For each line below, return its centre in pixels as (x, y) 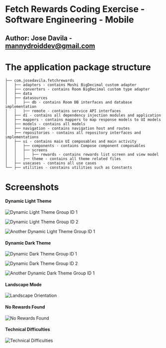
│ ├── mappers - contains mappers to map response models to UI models (83, 120)
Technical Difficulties (28, 330)
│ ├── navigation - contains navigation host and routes (68, 128)
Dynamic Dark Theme (28, 243)
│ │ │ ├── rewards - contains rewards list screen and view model (82, 154)
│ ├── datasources (27, 98)
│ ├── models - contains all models (45, 124)
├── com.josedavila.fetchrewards (40, 81)
